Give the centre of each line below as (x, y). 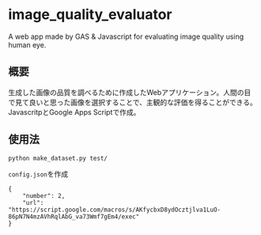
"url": (33, 203)
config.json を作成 (38, 174)
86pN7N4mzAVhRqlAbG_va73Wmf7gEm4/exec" (74, 216)
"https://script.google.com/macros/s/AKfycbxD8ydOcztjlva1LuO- (115, 210)
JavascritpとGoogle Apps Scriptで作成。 (74, 112)
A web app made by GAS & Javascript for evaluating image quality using (126, 36)
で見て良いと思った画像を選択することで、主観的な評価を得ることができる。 (132, 102)
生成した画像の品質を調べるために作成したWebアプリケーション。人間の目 (130, 92)
